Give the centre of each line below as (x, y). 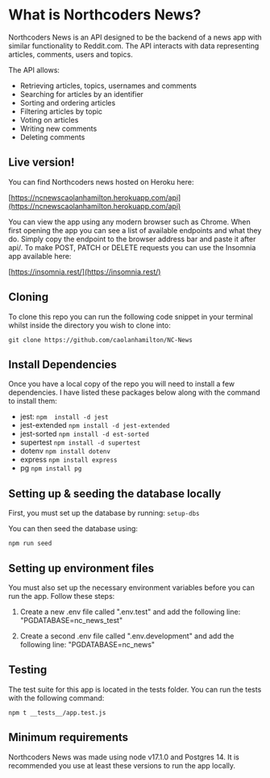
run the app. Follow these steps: (62, 596)
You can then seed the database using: (73, 529)
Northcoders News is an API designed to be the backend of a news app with (135, 37)
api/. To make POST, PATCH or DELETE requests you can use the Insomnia (132, 247)
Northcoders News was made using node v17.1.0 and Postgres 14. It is (124, 757)
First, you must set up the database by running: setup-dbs (104, 513)
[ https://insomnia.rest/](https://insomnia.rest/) (85, 271)
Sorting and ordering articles (68, 102)
